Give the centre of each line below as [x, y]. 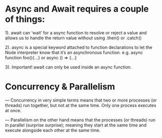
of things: [25, 19]
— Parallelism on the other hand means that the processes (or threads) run [80, 120]
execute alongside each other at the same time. [53, 130]
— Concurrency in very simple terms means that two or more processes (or [81, 100]
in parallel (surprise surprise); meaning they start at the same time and [76, 125]
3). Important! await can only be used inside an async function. [68, 67]
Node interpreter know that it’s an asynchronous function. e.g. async [74, 52]
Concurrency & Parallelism [60, 87]
